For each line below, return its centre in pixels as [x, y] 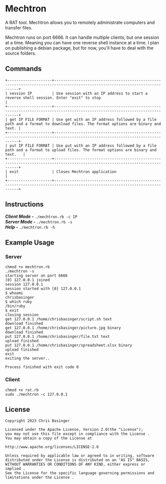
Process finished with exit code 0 [42, 367]
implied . [15, 469]
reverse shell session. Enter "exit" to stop [53, 97]
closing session [22, 315]
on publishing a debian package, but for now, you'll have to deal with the [79, 48]
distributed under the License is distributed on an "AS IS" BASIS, [78, 460]
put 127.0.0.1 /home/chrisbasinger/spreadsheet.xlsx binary [69, 345]
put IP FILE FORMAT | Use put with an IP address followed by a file [83, 145]
